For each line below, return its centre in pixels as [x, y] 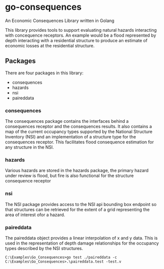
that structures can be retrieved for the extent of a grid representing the [78, 209]
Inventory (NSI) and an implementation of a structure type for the [70, 137]
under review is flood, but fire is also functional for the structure [69, 176]
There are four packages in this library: [44, 73]
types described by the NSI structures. [44, 248]
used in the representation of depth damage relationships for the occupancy [82, 243]
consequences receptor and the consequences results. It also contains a [79, 127]
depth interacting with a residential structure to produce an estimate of [76, 40]
